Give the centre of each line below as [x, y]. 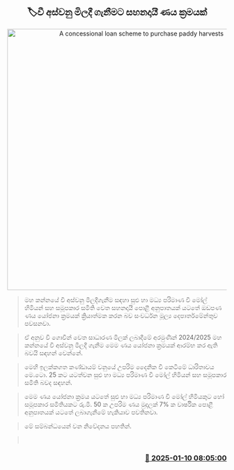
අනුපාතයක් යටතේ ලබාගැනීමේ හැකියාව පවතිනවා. [91, 412]
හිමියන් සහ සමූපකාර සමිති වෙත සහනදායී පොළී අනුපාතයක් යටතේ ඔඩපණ [123, 307]
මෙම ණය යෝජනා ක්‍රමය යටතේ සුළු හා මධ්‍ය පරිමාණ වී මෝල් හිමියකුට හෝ [124, 396]
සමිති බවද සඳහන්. [48, 382]
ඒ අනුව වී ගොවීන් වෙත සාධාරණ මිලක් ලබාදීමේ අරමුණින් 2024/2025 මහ [123, 337]
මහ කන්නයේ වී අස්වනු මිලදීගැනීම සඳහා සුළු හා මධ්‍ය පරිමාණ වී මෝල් [116, 299]
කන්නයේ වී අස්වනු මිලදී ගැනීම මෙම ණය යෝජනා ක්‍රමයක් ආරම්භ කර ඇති [121, 345]
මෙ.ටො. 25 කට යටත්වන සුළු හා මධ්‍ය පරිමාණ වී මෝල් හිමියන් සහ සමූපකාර [125, 375]
